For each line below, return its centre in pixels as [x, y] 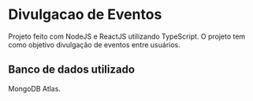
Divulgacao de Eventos [85, 15]
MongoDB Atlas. [35, 88]
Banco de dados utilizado [72, 70]
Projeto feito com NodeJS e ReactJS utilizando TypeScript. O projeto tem [127, 36]
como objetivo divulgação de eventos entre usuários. [95, 44]
